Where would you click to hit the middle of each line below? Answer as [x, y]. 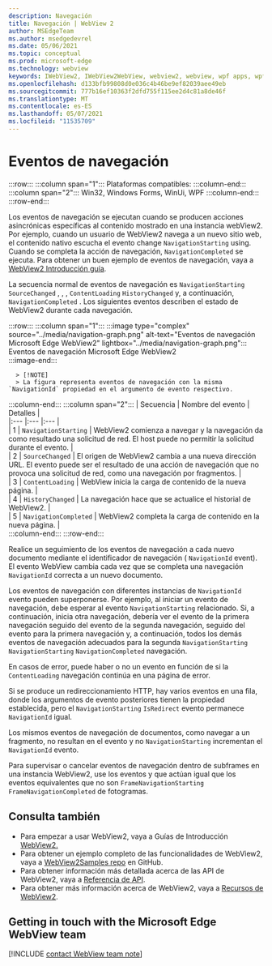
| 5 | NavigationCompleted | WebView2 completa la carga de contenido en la [134, 516]
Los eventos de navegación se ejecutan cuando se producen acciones [126, 216]
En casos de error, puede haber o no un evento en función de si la [119, 666]
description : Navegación [50, 16]
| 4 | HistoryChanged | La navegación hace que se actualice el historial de [130, 498]
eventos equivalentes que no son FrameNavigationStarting [106, 782]
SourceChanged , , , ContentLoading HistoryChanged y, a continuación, [121, 293]
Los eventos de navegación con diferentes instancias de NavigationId [125, 590]
